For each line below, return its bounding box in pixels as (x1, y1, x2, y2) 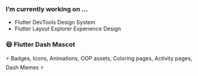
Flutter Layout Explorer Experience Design (14, 25, 122, 32)
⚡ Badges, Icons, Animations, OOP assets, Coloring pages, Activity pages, (5, 54, 193, 62)
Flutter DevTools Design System (14, 19, 95, 26)
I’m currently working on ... (5, 5, 88, 13)
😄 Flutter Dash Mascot (5, 40, 76, 49)
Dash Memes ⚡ (5, 63, 44, 71)
